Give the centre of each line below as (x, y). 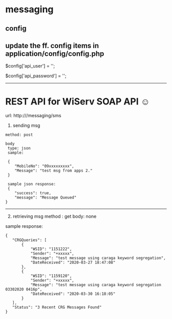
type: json (19, 148)
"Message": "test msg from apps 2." (54, 171)
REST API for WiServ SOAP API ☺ (78, 101)
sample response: (24, 226)
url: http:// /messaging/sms (33, 116)
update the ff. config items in (52, 45)
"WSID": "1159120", (51, 276)
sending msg (26, 125)
